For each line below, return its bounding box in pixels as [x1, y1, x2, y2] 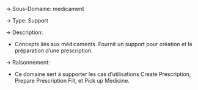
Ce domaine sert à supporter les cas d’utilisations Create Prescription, [14, 71, 191, 78]
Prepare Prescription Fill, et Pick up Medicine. [14, 77, 130, 84]
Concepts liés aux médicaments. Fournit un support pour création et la [14, 41, 193, 47]
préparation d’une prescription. [14, 47, 93, 54]
